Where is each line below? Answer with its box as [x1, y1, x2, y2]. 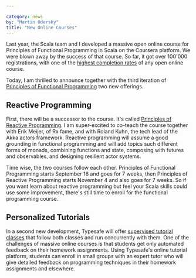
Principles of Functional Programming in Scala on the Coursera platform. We [6, 47, 191, 54]
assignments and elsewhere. [6, 265, 75, 272]
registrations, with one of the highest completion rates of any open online [6, 59, 184, 66]
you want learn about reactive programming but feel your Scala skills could [6, 183, 188, 190]
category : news [6, 13, 43, 19]
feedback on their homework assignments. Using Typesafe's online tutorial [6, 246, 187, 253]
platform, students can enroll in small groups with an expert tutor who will [6, 253, 184, 259]
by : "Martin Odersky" [6, 19, 59, 25]
